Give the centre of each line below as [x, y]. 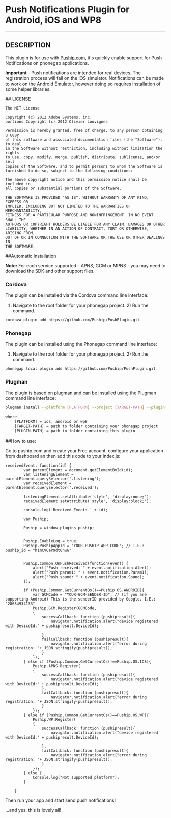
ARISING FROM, [20, 233]
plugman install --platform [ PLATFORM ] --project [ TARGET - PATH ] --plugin [85, 408]
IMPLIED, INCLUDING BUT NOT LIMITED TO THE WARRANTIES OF [68, 206]
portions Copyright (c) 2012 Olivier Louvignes [57, 121]
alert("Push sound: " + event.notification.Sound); [88, 577]
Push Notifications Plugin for [67, 9]
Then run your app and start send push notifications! [61, 800]
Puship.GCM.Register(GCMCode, [64, 608]
